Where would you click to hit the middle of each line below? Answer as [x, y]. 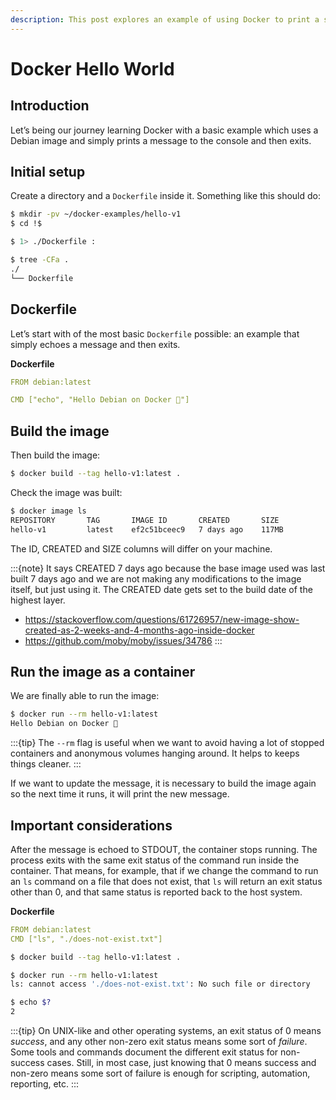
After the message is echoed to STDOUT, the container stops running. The [164, 849]
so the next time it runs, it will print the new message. [120, 794]
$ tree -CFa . [40, 260]
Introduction [50, 106]
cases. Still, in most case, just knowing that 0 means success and [181, 1063]
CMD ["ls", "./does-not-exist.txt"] [86, 939]
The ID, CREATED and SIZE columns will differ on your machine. [141, 548]
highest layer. [38, 600]
